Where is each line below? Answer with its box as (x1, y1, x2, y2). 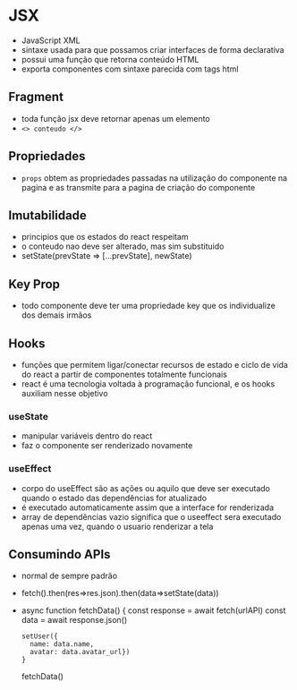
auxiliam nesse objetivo (21, 388, 108, 398)
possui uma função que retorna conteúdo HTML (21, 54, 199, 64)
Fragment (8, 89, 64, 105)
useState (8, 410, 48, 422)
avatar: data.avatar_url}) (30, 648, 131, 657)
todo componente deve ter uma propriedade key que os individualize (21, 301, 276, 311)
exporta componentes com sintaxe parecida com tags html (21, 64, 239, 74)
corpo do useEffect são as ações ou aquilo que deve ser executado (21, 482, 270, 493)
